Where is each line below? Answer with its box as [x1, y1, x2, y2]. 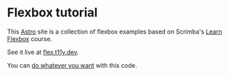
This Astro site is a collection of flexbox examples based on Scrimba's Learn [7, 27, 222, 36]
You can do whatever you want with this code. [7, 61, 137, 69]
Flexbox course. [7, 34, 53, 42]
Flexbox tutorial [7, 5, 98, 21]
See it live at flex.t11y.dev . [7, 48, 79, 56]
